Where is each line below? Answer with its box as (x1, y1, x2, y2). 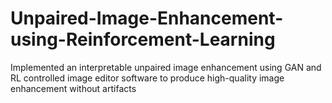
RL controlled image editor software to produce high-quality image (10, 72, 285, 84)
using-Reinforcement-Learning (10, 28, 276, 51)
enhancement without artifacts (10, 82, 137, 94)
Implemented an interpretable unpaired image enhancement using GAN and (10, 61, 322, 73)
